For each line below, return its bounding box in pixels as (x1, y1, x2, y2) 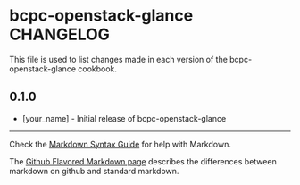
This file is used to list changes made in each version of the (9, 54, 228, 64)
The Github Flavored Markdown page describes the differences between (9, 156, 277, 166)
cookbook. (77, 63, 118, 74)
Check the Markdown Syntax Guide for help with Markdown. (9, 139, 232, 149)
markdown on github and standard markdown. (9, 165, 179, 176)
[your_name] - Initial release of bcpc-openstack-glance (21, 113, 227, 123)
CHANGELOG (9, 24, 110, 45)
